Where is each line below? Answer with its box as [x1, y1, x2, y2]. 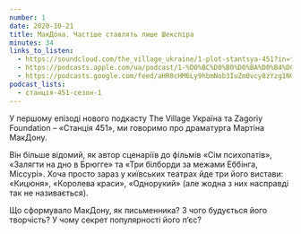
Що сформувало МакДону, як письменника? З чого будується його [9, 204, 268, 215]
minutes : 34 [9, 38, 54, 48]
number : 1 [9, 13, 47, 22]
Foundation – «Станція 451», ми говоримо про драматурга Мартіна [9, 122, 264, 133]
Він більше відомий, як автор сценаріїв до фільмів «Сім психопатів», [9, 149, 273, 160]
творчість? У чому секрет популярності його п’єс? [9, 214, 202, 225]
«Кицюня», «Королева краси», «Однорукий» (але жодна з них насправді [9, 178, 289, 188]
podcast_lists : [9, 80, 66, 89]
